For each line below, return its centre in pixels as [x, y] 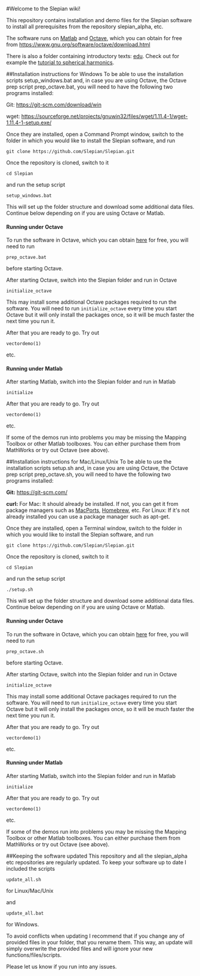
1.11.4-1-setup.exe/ [29, 123]
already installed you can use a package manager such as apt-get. [88, 517]
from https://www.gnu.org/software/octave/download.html [78, 45]
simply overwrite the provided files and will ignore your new [80, 948]
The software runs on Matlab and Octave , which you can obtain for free [94, 38]
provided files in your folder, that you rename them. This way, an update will [99, 942]
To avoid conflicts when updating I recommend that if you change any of [96, 936]
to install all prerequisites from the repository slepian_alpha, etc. [85, 27]
